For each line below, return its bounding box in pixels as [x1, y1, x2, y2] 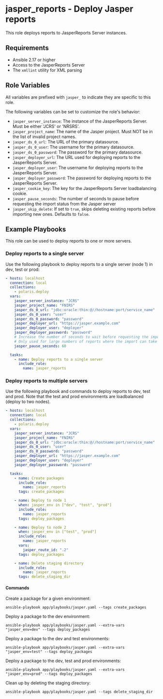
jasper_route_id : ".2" [23, 547, 69, 552]
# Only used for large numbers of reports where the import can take [14, 339, 158, 344]
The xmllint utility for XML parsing [12, 67, 82, 73]
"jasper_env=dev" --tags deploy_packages [5, 627, 90, 632]
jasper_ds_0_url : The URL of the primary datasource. [12, 139, 119, 144]
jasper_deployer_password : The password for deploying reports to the [12, 175, 151, 181]
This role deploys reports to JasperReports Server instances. [5, 30, 127, 35]
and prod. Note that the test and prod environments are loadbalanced [5, 394, 144, 400]
